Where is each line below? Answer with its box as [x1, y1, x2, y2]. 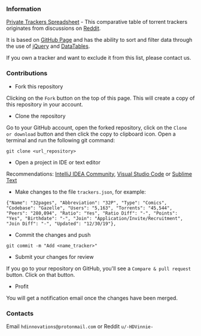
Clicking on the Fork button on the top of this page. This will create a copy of [6, 94, 195, 102]
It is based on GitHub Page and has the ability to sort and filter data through [6, 36, 193, 44]
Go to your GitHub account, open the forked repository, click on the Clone [6, 124, 187, 131]
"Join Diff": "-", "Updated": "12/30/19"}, [6, 221, 117, 227]
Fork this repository [14, 83, 63, 90]
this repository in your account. [6, 100, 84, 108]
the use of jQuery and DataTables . [6, 42, 90, 50]
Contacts [6, 309, 34, 317]
